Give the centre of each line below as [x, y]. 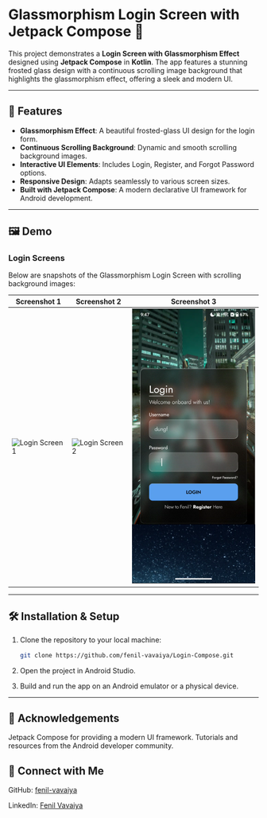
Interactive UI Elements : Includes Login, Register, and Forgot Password [137, 164]
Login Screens [37, 258]
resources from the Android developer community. [91, 746]
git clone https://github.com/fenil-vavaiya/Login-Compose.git [127, 655]
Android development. [56, 198]
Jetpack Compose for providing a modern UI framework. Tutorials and [123, 738]
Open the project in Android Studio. [78, 670]
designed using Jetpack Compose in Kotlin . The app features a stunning [128, 62]
